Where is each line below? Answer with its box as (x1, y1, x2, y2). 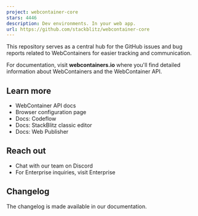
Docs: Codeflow (15, 115, 57, 123)
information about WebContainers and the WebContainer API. (6, 68, 162, 75)
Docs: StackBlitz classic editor (15, 121, 92, 129)
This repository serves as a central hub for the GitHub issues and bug (6, 43, 183, 50)
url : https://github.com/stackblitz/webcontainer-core (6, 26, 150, 33)
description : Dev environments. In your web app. (6, 20, 137, 26)
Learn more (6, 85, 52, 96)
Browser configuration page (15, 109, 87, 116)
